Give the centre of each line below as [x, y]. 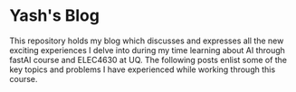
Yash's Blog [54, 16]
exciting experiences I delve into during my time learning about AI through [147, 50]
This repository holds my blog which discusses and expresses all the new [147, 41]
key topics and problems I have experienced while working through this [143, 69]
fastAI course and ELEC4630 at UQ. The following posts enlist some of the [148, 60]
